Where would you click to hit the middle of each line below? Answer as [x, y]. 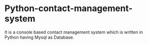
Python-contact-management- [69, 8]
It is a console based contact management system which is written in [74, 32]
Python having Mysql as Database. [39, 37]
